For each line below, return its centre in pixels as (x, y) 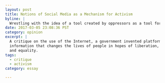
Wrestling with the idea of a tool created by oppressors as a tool (81, 23)
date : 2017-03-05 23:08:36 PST (37, 28)
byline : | (15, 19)
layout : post (18, 10)
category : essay (22, 69)
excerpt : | (16, 37)
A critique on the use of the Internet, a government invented (75, 41)
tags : (11, 55)
